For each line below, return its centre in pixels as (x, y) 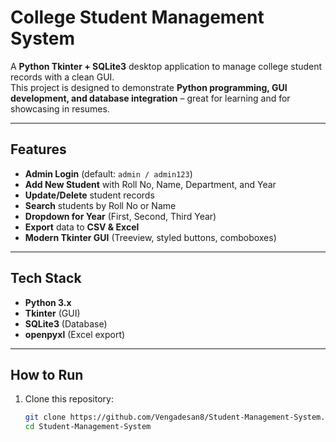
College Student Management (137, 17)
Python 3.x (48, 302)
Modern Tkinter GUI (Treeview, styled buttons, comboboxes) (150, 237)
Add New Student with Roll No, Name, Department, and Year (150, 184)
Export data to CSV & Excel (82, 227)
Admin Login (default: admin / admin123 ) (108, 173)
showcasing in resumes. (60, 108)
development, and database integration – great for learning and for (150, 98)
